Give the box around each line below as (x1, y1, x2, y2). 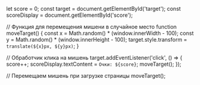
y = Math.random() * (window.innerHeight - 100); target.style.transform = (6, 36, 187, 43)
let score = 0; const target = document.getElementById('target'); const (6, 5, 181, 12)
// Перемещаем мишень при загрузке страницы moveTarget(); (6, 72, 166, 79)
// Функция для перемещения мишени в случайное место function (6, 24, 177, 30)
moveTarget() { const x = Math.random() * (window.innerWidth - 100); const (6, 30, 194, 37)
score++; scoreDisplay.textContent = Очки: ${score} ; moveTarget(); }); (6, 60, 182, 68)
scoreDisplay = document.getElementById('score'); (6, 11, 133, 19)
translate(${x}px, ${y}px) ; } (6, 42, 79, 49)
